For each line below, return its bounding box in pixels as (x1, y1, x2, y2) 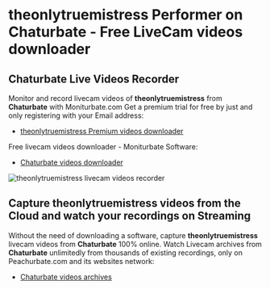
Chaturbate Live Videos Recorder (8, 72, 180, 86)
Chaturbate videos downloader (19, 157, 123, 167)
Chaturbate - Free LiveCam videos (8, 23, 243, 41)
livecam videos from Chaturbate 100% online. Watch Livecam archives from (8, 239, 262, 249)
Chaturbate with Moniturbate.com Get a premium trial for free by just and (8, 103, 253, 111)
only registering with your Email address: (8, 111, 144, 120)
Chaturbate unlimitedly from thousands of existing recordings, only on (8, 248, 243, 258)
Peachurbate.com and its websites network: (8, 256, 155, 266)
